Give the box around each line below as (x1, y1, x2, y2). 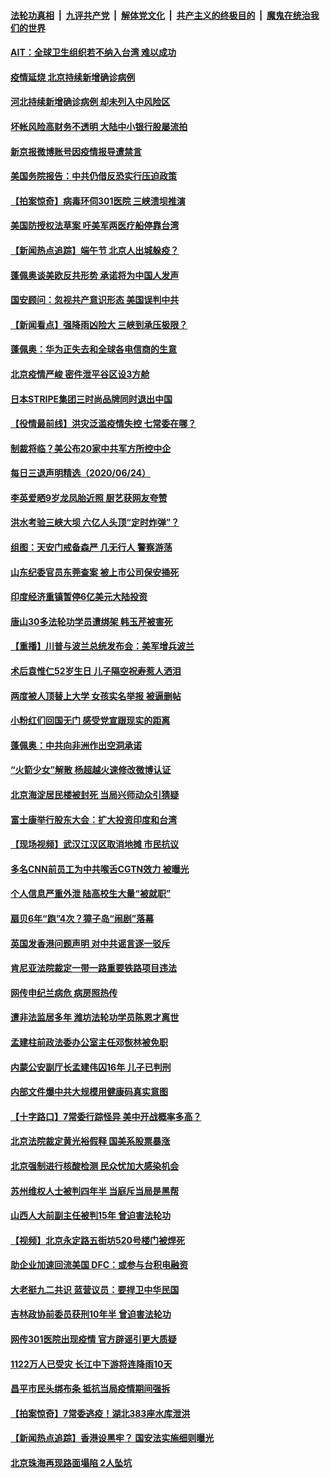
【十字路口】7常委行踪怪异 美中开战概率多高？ (10, 1110, 202, 1122)
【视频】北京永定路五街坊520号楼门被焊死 (10, 1234, 185, 1246)
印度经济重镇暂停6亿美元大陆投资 (10, 591, 148, 603)
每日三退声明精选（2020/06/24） (10, 467, 151, 479)
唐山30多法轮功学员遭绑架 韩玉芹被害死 (10, 615, 173, 627)
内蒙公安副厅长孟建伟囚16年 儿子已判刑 (10, 1061, 172, 1073)
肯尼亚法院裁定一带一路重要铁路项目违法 (10, 962, 177, 974)
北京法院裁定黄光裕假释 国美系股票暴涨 (10, 1135, 171, 1147)
